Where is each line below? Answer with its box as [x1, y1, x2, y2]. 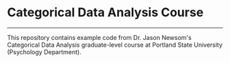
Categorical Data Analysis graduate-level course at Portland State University [7, 41, 223, 49]
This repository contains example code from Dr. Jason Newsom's [7, 33, 192, 41]
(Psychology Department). [7, 47, 82, 56]
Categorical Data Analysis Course [7, 5, 204, 20]
